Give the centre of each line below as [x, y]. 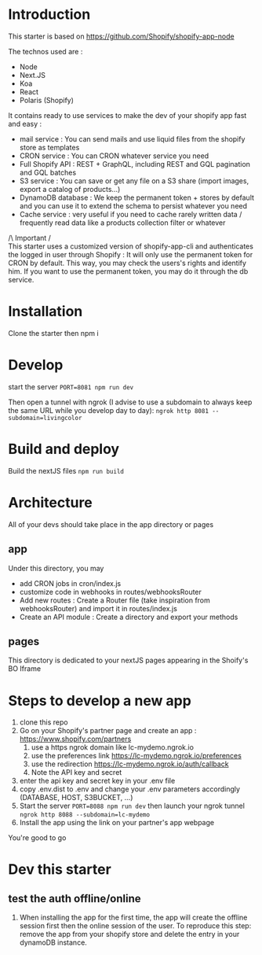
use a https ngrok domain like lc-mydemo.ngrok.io [113, 747]
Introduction [49, 15]
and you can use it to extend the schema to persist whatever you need [133, 205]
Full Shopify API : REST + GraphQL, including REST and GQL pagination [135, 164]
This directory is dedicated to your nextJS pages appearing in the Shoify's [128, 660]
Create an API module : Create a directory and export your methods [129, 617]
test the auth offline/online [75, 898]
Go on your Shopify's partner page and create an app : [108, 731]
